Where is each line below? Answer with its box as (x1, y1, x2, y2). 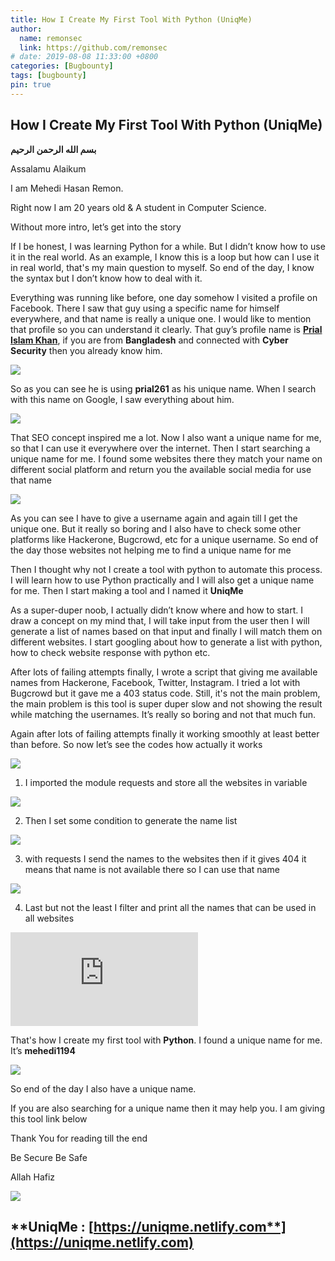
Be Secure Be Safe (10, 1151, 88, 1163)
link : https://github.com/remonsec (19, 42, 168, 53)
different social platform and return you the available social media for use (10, 463, 312, 475)
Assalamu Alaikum (10, 162, 87, 175)
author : (10, 24, 43, 34)
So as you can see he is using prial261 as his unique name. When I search (10, 382, 317, 395)
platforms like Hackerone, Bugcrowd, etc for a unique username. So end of (10, 533, 319, 545)
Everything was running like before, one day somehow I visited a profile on (10, 291, 318, 303)
